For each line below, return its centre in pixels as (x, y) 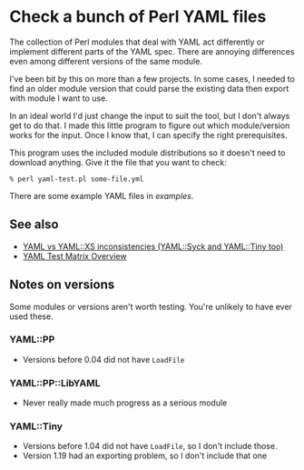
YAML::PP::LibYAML (55, 383)
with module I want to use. (59, 98)
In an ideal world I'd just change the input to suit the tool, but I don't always (150, 115)
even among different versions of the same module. (106, 61)
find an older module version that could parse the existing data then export (149, 88)
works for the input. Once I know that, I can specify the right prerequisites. (148, 135)
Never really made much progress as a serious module (125, 403)
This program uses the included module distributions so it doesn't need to (147, 153)
